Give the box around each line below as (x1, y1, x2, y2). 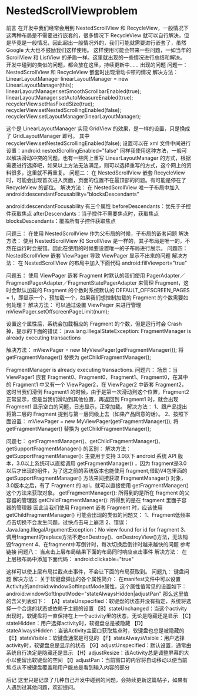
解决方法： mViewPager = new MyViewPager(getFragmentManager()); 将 (6, 346, 184, 353)
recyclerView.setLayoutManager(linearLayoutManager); (6, 113, 141, 120)
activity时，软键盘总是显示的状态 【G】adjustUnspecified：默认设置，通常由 (6, 641, 192, 649)
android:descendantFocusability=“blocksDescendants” (6, 190, 139, 197)
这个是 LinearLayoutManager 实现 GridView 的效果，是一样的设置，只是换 (6, 125, 185, 132)
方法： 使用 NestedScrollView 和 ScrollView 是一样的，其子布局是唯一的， (6, 237, 185, 244)
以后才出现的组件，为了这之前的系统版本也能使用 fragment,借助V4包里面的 (6, 467, 188, 474)
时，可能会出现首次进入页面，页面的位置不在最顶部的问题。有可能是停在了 (6, 176, 186, 183)
